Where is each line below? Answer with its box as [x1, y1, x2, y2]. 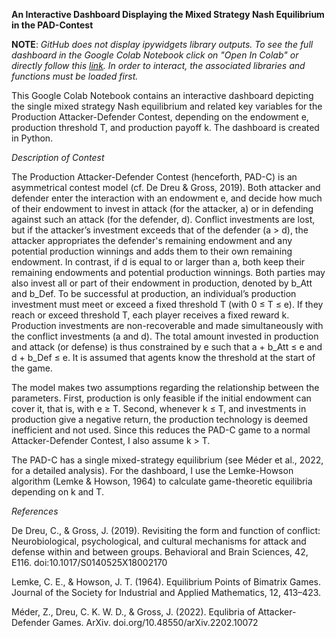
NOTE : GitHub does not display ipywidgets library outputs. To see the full [11, 39, 314, 50]
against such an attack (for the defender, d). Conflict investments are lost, [11, 214, 316, 225]
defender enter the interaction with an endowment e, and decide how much [11, 192, 323, 204]
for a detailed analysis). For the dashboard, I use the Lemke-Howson [11, 465, 294, 476]
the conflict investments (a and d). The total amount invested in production [11, 330, 319, 342]
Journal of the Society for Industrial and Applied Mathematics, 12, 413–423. [11, 587, 322, 598]
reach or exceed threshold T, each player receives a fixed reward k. [11, 309, 290, 321]
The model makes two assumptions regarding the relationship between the [11, 382, 320, 393]
